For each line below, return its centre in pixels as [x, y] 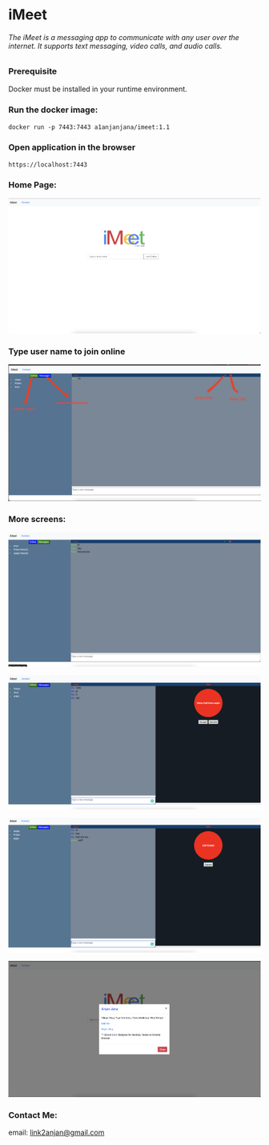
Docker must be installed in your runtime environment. [98, 89]
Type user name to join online [67, 352]
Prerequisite [33, 71]
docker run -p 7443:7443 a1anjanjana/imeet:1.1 [89, 127]
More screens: [37, 520]
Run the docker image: [53, 110]
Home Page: [33, 185]
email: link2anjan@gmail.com [56, 1133]
